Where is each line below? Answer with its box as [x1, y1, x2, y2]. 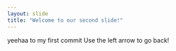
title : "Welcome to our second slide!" [7, 17, 124, 24]
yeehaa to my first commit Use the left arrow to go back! [7, 36, 170, 44]
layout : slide [7, 10, 49, 17]
